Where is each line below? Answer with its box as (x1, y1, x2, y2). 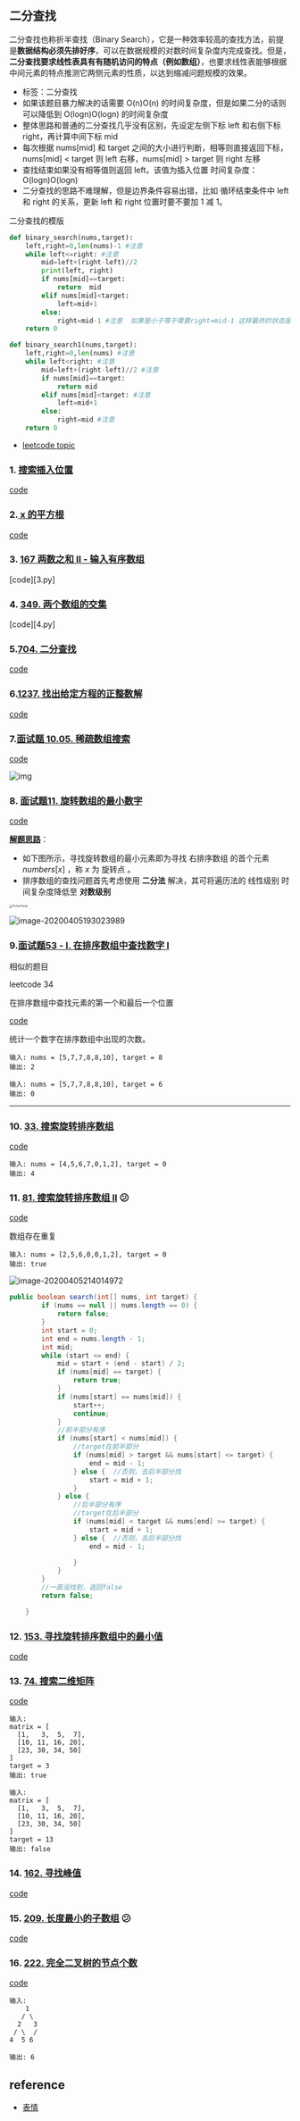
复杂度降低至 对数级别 (29, 887, 112, 898)
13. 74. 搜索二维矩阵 (9, 1675, 96, 1688)
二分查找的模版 (9, 215, 64, 226)
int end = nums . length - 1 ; (41, 1334, 146, 1343)
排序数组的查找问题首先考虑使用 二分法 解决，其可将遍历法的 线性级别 (21, 875, 279, 886)
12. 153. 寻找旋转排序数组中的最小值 (9, 1630, 163, 1642)
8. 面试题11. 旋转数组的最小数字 (9, 794, 143, 806)
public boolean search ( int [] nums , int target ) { (9, 1293, 198, 1302)
